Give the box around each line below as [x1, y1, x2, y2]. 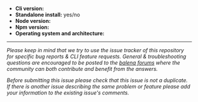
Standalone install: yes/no [15, 11, 80, 18]
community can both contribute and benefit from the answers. [6, 66, 158, 72]
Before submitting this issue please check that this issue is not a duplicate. [6, 77, 188, 84]
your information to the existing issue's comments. [6, 89, 129, 96]
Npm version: [15, 23, 49, 30]
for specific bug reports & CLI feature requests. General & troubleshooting [6, 53, 187, 60]
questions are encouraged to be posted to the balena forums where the [6, 59, 180, 66]
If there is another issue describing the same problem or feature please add [6, 83, 190, 90]
